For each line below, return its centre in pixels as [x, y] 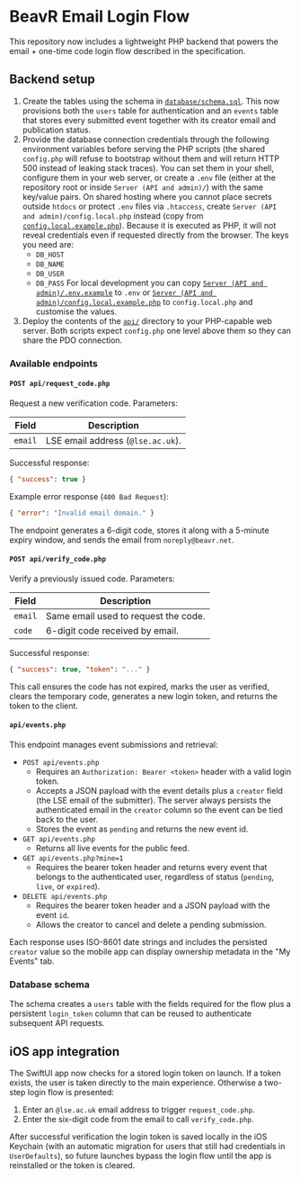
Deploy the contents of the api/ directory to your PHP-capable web [147, 320]
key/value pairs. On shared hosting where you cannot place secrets [147, 196]
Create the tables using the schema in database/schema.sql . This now [151, 101]
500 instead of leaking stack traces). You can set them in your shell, [148, 167]
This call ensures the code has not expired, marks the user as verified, [139, 687]
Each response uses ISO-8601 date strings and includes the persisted [138, 941]
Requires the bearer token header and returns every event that [151, 867]
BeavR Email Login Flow [100, 17]
